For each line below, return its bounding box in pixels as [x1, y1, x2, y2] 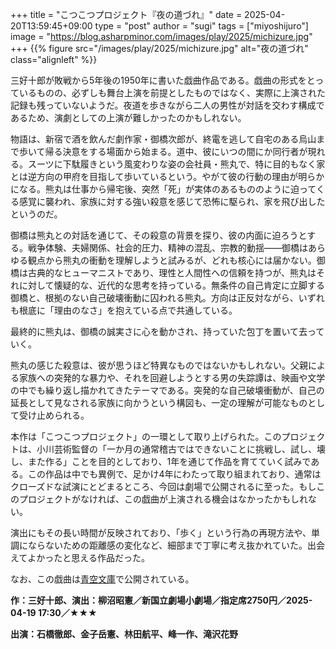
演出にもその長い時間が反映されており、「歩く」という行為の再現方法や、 [10, 527, 312, 538]
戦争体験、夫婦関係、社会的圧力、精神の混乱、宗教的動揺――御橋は [27, 242, 308, 253]
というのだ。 [10, 208, 63, 220]
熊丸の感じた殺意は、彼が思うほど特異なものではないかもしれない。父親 [10, 359, 308, 371]
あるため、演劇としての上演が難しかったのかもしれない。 [10, 112, 247, 123]
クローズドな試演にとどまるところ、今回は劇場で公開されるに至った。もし [10, 481, 317, 492]
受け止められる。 [18, 409, 90, 421]
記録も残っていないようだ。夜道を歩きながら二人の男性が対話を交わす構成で [10, 99, 325, 111]
